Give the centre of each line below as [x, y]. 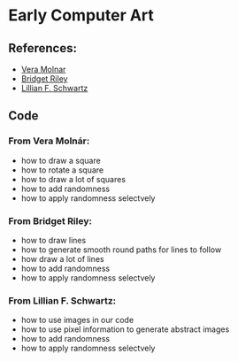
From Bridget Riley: [50, 220]
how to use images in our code [77, 320]
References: [42, 48]
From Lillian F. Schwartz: [62, 300]
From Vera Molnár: [49, 141]
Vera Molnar [43, 69]
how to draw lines [54, 240]
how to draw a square [61, 160]
